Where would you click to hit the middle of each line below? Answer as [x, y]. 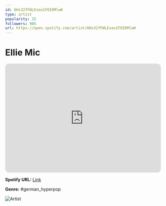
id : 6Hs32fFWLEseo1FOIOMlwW [34, 10]
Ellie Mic [23, 53]
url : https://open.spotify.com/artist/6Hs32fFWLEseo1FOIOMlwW [70, 28]
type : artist [19, 14]
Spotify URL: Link [23, 180]
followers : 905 [21, 24]
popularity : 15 [21, 19]
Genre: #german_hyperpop [33, 189]
